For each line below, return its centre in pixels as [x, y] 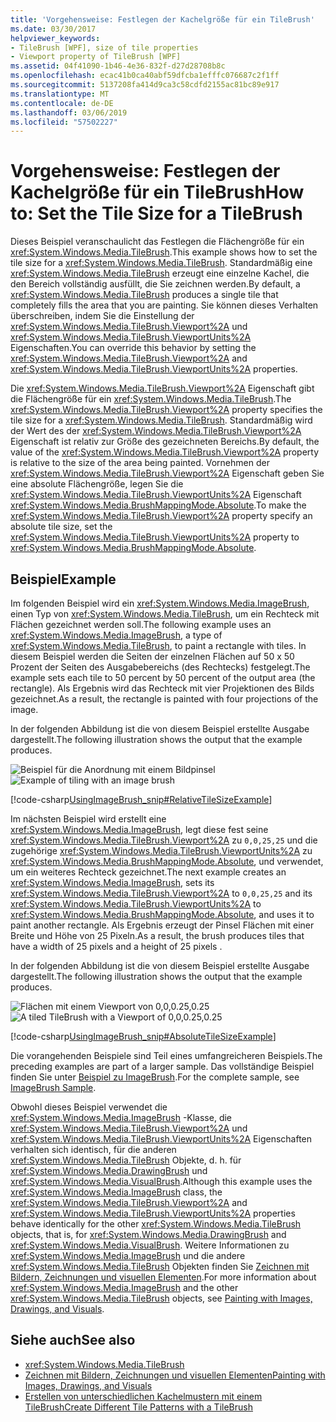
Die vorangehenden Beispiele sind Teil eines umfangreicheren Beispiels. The [166, 1055]
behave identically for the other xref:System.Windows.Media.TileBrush [156, 1224]
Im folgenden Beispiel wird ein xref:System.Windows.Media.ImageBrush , [160, 603]
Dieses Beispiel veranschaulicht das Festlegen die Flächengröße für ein [157, 242]
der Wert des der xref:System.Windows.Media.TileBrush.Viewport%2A [156, 431]
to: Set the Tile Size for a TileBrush [156, 213]
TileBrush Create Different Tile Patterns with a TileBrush [138, 1407]
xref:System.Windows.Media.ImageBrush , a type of [116, 635]
